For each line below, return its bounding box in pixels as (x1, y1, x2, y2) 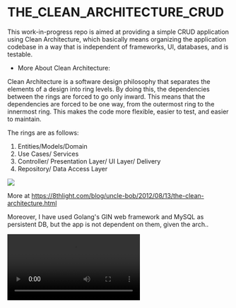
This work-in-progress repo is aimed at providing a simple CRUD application (7, 27, 230, 36)
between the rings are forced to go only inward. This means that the (7, 92, 206, 101)
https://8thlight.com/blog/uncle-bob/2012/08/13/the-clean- (31, 191, 204, 199)
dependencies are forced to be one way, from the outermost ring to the (7, 99, 215, 108)
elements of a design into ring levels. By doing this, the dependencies (7, 85, 210, 93)
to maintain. (7, 114, 42, 123)
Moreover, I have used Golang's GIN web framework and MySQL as (7, 212, 204, 221)
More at (7, 191, 30, 199)
